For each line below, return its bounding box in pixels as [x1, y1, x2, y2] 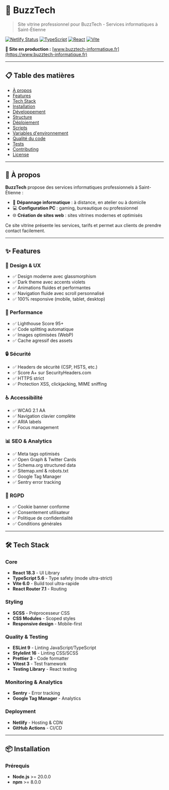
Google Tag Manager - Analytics [12, 695, 81, 701]
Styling [5, 599, 24, 606]
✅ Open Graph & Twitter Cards [12, 457, 76, 463]
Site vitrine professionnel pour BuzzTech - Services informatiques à [17, 21, 158, 27]
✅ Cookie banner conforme [12, 504, 69, 510]
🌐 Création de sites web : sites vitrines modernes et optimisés [12, 212, 143, 218]
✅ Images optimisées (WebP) [12, 332, 74, 338]
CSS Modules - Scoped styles [12, 615, 76, 621]
